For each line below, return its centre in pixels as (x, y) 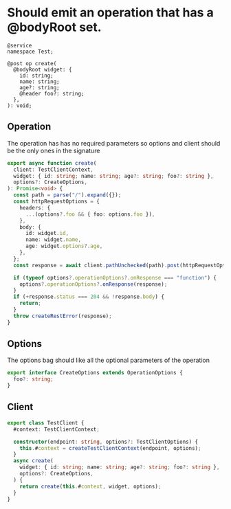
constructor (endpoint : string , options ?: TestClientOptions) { (106, 442)
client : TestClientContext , (54, 170)
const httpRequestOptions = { (56, 201)
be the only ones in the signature (54, 150)
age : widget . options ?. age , (64, 246)
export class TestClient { (46, 423)
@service (20, 45)
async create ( (33, 461)
